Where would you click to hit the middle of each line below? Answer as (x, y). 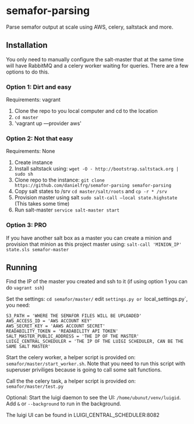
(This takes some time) (42, 204)
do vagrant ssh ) (25, 288)
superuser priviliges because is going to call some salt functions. (84, 370)
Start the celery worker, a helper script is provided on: (71, 357)
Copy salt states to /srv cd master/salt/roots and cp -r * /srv (91, 192)
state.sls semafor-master (37, 249)
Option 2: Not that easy (40, 138)
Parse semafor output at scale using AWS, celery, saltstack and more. (90, 27)
